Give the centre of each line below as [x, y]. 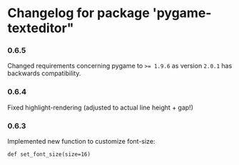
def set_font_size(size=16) [49, 154]
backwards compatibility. [44, 73]
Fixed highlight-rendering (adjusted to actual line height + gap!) [101, 107]
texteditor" [41, 28]
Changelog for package [78, 13]
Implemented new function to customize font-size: [81, 142]
